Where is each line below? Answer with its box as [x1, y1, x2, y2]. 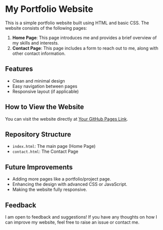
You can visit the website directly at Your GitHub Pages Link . [5, 116, 128, 122]
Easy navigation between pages [12, 83, 78, 89]
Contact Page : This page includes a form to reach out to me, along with [12, 45, 159, 51]
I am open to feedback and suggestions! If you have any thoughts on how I [5, 214, 157, 220]
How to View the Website [5, 103, 84, 111]
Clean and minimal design [12, 78, 65, 84]
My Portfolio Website [5, 3, 93, 15]
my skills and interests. [12, 40, 59, 46]
